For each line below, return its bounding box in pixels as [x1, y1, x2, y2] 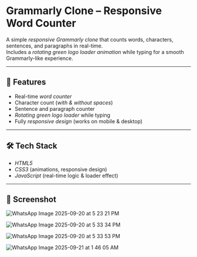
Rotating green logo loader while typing [14, 111, 110, 119]
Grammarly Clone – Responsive [6, 4, 162, 18]
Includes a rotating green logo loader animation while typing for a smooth [6, 48, 185, 55]
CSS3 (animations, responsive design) [14, 165, 107, 173]
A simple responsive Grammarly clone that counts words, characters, [6, 36, 174, 43]
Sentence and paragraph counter [14, 105, 95, 112]
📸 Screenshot [6, 194, 57, 204]
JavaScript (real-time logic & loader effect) [14, 172, 118, 179]
